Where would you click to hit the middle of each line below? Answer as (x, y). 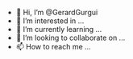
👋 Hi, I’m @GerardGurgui (57, 12)
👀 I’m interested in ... (50, 21)
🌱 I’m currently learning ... (59, 29)
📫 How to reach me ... (53, 47)
